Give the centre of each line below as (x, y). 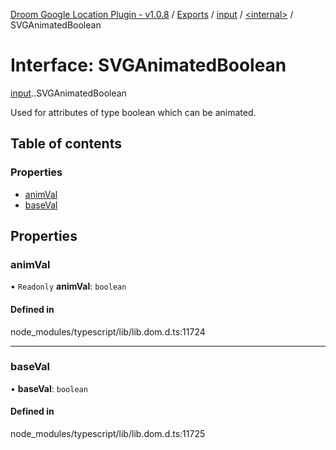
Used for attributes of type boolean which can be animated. (133, 112)
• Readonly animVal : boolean (68, 286)
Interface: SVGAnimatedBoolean (148, 65)
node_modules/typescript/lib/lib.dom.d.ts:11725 (108, 434)
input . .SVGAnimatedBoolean (68, 93)
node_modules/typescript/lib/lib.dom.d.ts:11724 (108, 331)
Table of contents (66, 144)
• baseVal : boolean (49, 388)
